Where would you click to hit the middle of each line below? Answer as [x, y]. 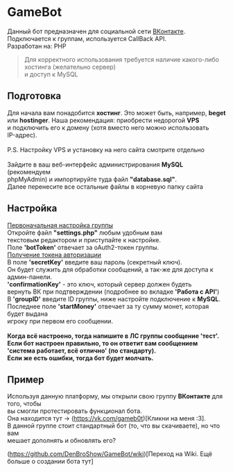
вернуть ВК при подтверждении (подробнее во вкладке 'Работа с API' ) [113, 292]
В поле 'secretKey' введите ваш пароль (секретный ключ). [95, 262]
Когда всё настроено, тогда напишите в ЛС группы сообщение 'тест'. [113, 336]
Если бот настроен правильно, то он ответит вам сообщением [103, 343]
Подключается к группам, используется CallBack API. [87, 38]
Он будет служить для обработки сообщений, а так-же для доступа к [110, 269]
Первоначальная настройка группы [60, 225]
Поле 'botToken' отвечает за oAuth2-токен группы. [83, 247]
